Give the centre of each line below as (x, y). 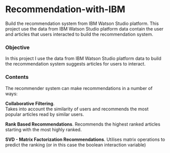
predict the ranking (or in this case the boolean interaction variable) (76, 145)
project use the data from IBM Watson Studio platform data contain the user (84, 28)
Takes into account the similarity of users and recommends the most (77, 109)
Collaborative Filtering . (30, 103)
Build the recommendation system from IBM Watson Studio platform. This (82, 23)
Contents (17, 77)
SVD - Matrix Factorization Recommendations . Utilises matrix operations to (85, 139)
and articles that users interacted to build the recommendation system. (79, 34)
